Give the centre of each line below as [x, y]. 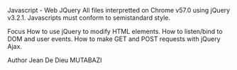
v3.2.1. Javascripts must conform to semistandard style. [89, 18]
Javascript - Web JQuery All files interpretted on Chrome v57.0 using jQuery [119, 10]
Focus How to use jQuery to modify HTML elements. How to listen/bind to [115, 31]
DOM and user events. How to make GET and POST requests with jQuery [114, 39]
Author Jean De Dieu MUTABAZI [55, 60]
